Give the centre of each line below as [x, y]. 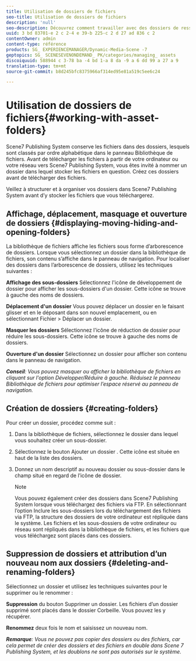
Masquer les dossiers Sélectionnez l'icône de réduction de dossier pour [93, 330]
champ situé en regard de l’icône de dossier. [68, 475]
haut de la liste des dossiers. [49, 458]
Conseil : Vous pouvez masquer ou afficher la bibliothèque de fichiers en [93, 372]
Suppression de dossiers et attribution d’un [87, 554]
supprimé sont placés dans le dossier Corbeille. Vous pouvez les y [86, 610]
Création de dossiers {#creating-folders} [82, 409]
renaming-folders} [41, 572]
